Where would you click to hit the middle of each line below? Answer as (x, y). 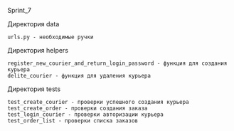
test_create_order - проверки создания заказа (78, 108)
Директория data (33, 24)
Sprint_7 (20, 10)
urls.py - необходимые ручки (50, 37)
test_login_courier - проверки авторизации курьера (85, 115)
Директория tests (34, 89)
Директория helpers (38, 50)
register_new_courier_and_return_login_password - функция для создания (117, 63)
